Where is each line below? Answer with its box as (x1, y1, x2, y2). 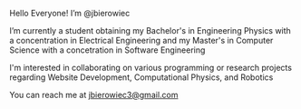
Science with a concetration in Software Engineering (9, 45, 206, 55)
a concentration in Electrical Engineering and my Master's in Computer (9, 35, 274, 45)
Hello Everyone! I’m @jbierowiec (9, 8, 131, 18)
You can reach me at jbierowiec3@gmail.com (9, 90, 179, 100)
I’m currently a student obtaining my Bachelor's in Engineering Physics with (9, 25, 292, 35)
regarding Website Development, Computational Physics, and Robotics (9, 72, 274, 83)
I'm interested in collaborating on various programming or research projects (9, 63, 293, 73)
